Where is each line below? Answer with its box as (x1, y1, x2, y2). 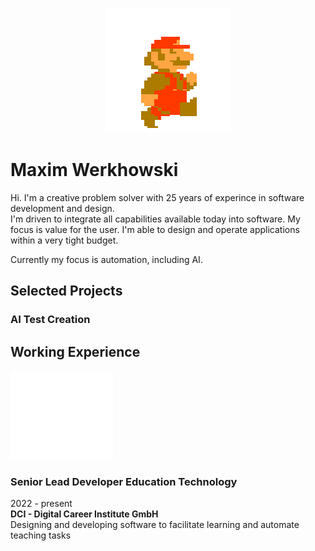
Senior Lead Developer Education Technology (10, 474, 238, 488)
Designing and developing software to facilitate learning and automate (10, 519, 300, 531)
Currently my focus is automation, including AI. (10, 253, 203, 265)
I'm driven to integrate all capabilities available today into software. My (10, 213, 301, 225)
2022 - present (10, 498, 73, 510)
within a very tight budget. (10, 234, 119, 246)
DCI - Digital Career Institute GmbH (10, 508, 159, 520)
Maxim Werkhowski (10, 159, 179, 182)
